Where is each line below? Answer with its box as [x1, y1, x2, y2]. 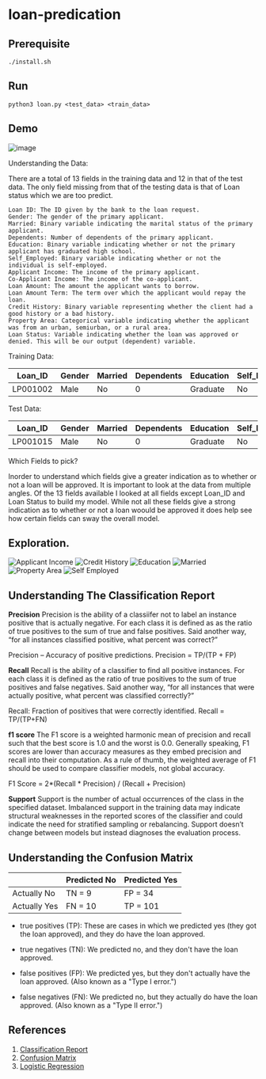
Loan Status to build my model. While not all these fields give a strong [8, 496, 236, 506]
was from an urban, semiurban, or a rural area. [8, 323, 172, 332]
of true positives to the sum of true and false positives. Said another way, [8, 627, 247, 636]
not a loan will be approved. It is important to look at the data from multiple [8, 480, 252, 489]
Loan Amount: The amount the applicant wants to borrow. [8, 282, 200, 290]
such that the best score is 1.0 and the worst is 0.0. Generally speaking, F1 [8, 739, 250, 748]
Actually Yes [12, 901, 59, 912]
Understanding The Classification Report [8, 588, 215, 602]
